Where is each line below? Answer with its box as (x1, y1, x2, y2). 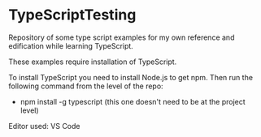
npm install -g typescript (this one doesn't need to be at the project (20, 96, 246, 106)
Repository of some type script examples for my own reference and (8, 32, 235, 42)
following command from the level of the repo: (8, 81, 164, 91)
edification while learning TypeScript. (8, 41, 134, 50)
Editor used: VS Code (8, 121, 80, 131)
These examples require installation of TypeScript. (8, 57, 177, 66)
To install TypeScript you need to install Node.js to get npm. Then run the (8, 72, 254, 82)
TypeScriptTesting (8, 6, 137, 24)
